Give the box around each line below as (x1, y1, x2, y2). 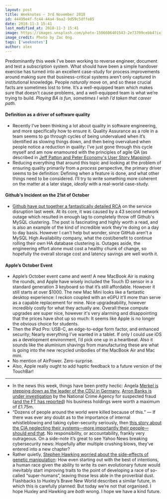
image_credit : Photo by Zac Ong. (5, 35, 75, 40)
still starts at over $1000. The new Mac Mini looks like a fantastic (12, 289, 145, 295)
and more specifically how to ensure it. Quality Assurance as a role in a (12, 128, 158, 134)
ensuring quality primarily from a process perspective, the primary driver (12, 165, 162, 171)
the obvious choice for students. (12, 321, 79, 327)
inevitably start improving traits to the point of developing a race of (12, 467, 149, 473)
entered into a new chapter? (12, 446, 71, 452)
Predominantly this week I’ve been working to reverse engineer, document (5, 58, 158, 64)
